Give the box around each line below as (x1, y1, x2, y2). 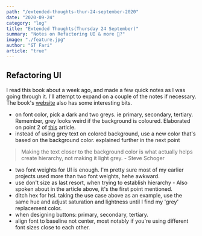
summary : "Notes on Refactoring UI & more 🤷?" (6, 31, 125, 37)
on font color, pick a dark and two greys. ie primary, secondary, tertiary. (14, 111, 194, 118)
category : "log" (6, 20, 47, 26)
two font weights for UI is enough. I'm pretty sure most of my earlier (14, 166, 184, 173)
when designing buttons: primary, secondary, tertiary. (14, 211, 149, 218)
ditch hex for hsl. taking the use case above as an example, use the (14, 191, 183, 199)
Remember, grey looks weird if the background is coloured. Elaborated (14, 117, 191, 124)
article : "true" (6, 48, 47, 54)
